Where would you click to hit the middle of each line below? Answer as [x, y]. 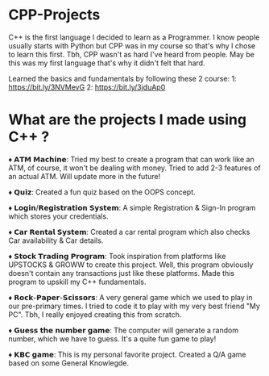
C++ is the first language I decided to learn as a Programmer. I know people [134, 37]
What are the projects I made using [128, 120]
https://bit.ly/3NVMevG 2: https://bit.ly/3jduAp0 [87, 87]
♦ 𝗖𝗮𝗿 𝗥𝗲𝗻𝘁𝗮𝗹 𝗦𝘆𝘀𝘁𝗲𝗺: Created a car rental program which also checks [129, 232]
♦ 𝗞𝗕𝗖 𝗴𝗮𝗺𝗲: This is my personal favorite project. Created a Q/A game [127, 354]
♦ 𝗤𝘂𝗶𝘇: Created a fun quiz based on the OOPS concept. [102, 192]
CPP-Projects [54, 15]
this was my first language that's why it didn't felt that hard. [107, 63]
